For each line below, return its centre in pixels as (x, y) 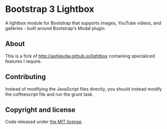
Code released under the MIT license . (44, 122)
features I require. (23, 61)
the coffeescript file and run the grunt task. (49, 94)
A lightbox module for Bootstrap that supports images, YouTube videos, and (83, 23)
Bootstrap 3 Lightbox (50, 9)
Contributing (25, 77)
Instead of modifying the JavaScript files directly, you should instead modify (84, 89)
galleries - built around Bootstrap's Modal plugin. (55, 28)
